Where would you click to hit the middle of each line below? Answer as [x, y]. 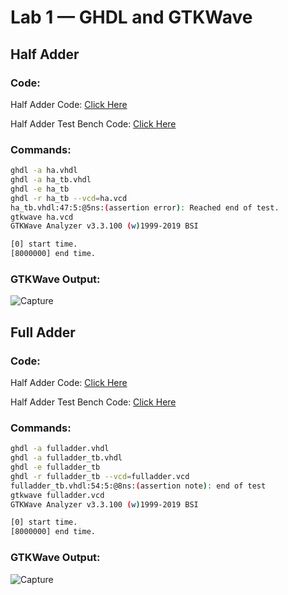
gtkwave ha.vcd [42, 217]
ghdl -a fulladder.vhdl [60, 449]
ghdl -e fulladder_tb [55, 467]
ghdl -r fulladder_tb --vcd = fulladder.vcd [100, 476]
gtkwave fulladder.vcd [57, 495]
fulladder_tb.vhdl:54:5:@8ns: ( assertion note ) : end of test [138, 486]
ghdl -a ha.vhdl [44, 171]
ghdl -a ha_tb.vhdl [51, 180]
